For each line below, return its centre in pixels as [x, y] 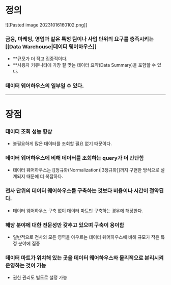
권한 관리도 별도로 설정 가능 [40, 277]
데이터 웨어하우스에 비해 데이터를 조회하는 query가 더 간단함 [75, 158]
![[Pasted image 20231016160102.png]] [46, 25]
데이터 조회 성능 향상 [29, 131]
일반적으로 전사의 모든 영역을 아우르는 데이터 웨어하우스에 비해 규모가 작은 [86, 237]
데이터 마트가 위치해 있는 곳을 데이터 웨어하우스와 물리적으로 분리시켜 [84, 258]
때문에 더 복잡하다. [45, 177]
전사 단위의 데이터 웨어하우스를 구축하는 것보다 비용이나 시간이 [77, 191]
